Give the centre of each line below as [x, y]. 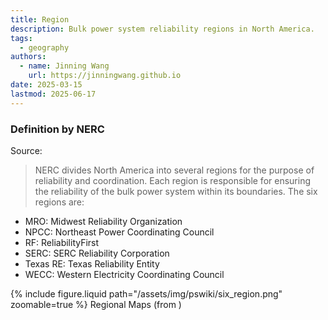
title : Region [40, 19]
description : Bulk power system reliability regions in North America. [162, 29]
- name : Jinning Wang [64, 66]
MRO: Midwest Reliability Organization [103, 221]
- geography [44, 47]
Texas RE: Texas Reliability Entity [92, 263]
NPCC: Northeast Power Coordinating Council [119, 232]
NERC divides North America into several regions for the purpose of [174, 170]
